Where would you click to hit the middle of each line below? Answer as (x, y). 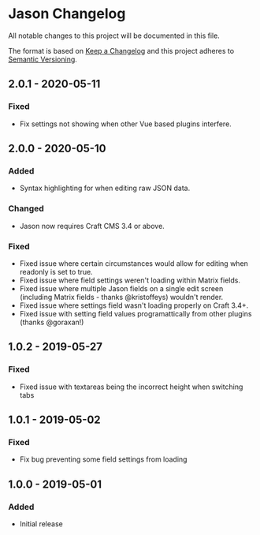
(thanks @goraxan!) (52, 322)
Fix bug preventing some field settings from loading (103, 459)
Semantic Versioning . (43, 59)
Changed (26, 208)
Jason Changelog (67, 14)
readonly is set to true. (56, 271)
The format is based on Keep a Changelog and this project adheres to (121, 51)
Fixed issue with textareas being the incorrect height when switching (131, 387)
